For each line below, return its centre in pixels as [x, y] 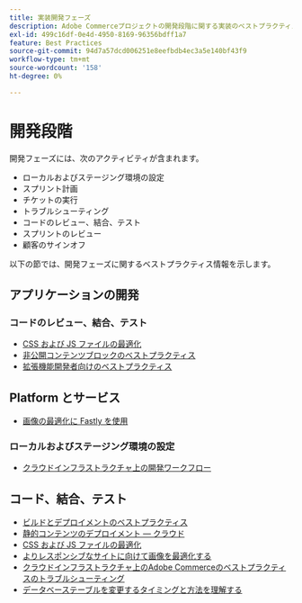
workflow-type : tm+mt [50, 59]
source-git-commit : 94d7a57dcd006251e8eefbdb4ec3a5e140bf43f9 [128, 51]
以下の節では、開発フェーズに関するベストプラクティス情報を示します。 [142, 264]
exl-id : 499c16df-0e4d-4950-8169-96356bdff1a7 [98, 34]
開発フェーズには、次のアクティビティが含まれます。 [107, 157]
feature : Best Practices [56, 43]
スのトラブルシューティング [73, 579]
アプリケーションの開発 [74, 295]
